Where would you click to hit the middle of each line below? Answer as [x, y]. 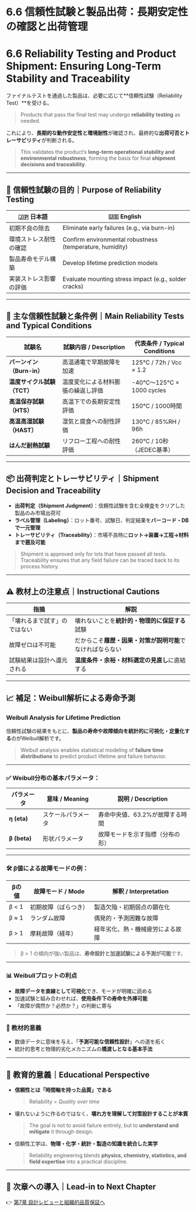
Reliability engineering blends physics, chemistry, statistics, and [108, 1155]
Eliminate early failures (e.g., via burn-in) [119, 228]
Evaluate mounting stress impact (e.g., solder [125, 279]
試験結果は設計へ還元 [38, 660]
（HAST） [23, 430]
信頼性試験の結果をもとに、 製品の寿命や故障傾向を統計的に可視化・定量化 [95, 731]
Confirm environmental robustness [110, 239]
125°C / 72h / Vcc [157, 362]
